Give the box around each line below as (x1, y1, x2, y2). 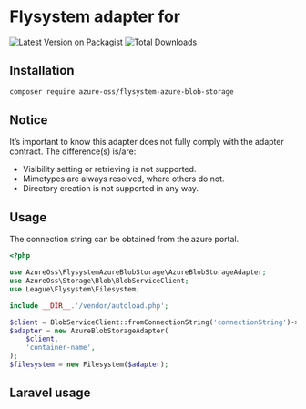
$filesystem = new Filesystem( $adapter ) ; (9, 360, 169, 369)
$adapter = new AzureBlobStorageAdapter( (9, 326, 169, 335)
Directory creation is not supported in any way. (22, 183, 199, 194)
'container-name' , (25, 343, 96, 353)
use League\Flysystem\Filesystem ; (9, 284, 141, 293)
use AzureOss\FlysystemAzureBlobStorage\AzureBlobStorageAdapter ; (9, 268, 267, 277)
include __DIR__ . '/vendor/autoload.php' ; (9, 301, 169, 311)
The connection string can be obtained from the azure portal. (9, 234, 240, 245)
